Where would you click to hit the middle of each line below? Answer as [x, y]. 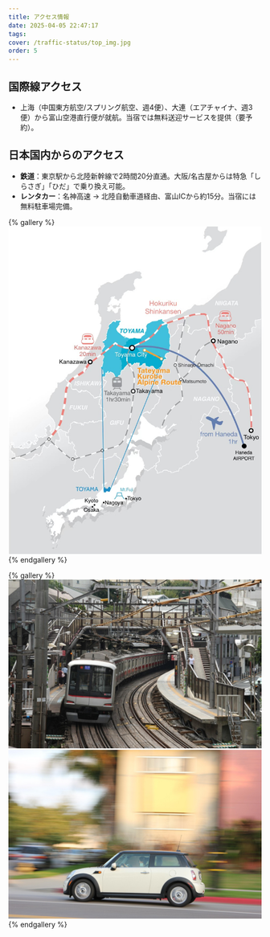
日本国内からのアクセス [66, 155]
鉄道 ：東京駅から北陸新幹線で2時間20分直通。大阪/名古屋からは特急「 [137, 176]
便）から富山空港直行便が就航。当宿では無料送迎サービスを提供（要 [133, 117]
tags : [17, 34]
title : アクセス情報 [39, 17]
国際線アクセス [45, 86]
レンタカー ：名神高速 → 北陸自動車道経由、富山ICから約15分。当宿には [138, 196]
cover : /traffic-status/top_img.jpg [70, 43]
